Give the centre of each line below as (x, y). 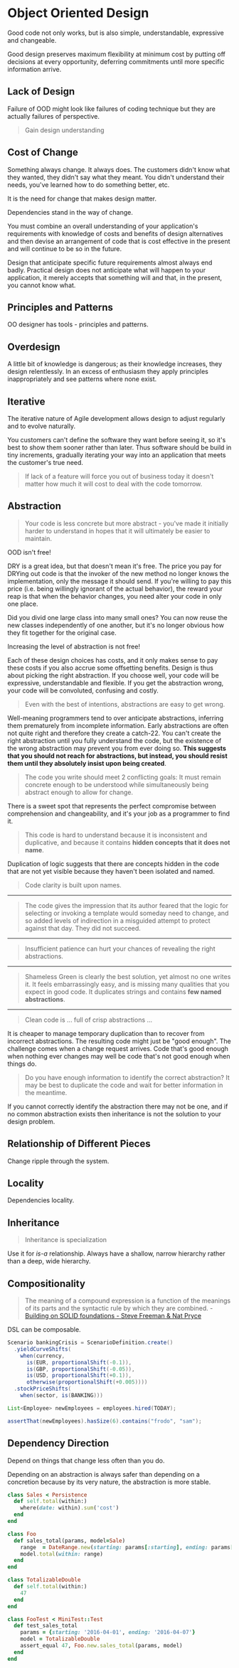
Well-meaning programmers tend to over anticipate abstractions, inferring (116, 718)
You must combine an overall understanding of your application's (103, 226)
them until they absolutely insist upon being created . (87, 763)
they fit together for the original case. (62, 632)
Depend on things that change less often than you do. (86, 1460)
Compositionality (46, 1284)
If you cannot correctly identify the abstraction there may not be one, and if (118, 1106)
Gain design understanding (64, 130)
